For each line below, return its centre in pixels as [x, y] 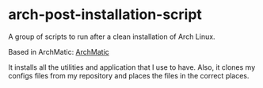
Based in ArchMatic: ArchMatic [59, 52]
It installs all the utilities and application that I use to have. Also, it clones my [132, 67]
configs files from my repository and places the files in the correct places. [129, 75]
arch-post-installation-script [105, 15]
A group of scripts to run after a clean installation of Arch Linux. [112, 36]
